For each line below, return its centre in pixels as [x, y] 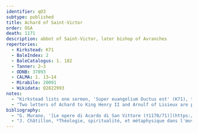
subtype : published [30, 17]
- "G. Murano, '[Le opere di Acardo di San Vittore [76, 115]
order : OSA [19, 28]
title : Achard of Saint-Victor [44, 22]
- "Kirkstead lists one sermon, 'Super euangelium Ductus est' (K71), [100, 99]
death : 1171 [21, 34]
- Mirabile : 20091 [34, 83]
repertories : [22, 45]
